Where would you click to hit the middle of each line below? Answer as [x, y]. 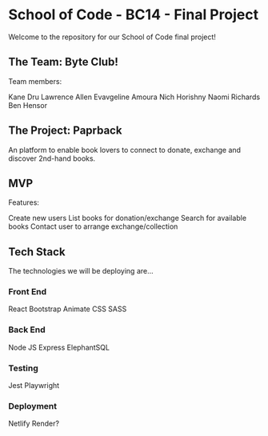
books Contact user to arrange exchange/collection [93, 226]
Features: [24, 202]
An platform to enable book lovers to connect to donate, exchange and [125, 150]
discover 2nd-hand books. [52, 158]
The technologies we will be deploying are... [81, 271]
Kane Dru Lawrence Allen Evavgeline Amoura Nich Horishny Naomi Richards [134, 97]
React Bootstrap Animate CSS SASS [68, 309]
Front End [28, 292]
